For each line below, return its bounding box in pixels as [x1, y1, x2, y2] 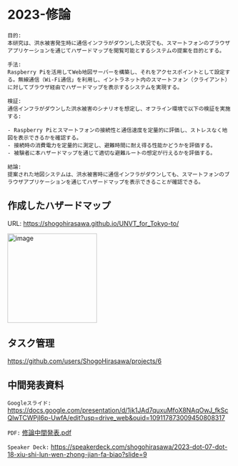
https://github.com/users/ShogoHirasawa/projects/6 [7, 357, 162, 365]
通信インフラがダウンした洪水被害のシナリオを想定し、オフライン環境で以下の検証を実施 [7, 105, 231, 112]
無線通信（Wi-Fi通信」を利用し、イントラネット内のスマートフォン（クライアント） [17, 76, 231, 83]
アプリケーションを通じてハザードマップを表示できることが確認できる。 [23, 178, 204, 186]
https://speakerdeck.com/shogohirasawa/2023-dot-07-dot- [51, 442, 228, 451]
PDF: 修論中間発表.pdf [7, 428, 71, 437]
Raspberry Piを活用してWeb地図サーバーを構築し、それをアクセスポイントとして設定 [7, 69, 225, 76]
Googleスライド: [7, 400, 51, 407]
